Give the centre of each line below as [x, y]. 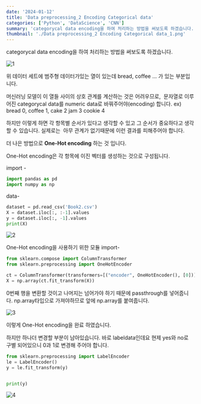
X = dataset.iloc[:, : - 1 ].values [48, 212]
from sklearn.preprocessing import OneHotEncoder [69, 264]
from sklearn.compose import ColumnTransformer [67, 259]
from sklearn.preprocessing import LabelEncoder [68, 356]
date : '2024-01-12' [31, 12]
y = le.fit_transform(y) [37, 367]
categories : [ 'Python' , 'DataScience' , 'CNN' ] [65, 23]
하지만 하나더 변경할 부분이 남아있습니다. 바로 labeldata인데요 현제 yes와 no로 [98, 337]
